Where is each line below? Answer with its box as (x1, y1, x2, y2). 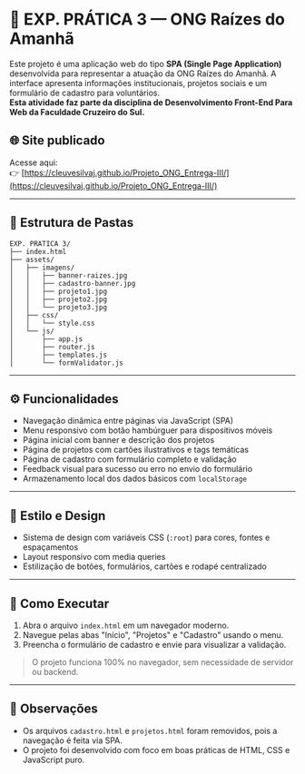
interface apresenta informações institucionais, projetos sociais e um (9, 77, 268, 88)
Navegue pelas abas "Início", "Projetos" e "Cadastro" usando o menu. (22, 630, 284, 640)
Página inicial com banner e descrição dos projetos (22, 435, 215, 446)
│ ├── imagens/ (9, 263, 75, 272)
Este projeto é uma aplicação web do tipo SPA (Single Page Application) (9, 58, 282, 69)
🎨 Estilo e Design (9, 508, 106, 524)
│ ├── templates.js (9, 350, 107, 359)
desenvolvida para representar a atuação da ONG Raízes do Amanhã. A (9, 68, 277, 79)
